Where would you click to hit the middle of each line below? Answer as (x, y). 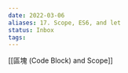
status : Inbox (31, 30)
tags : (17, 37)
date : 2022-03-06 (37, 15)
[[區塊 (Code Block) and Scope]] (61, 60)
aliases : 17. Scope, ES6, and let (65, 23)
